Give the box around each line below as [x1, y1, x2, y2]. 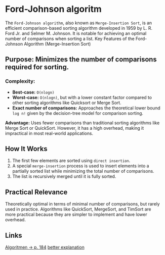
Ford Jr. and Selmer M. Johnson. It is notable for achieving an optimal [5, 30, 147, 36]
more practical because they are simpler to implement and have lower [5, 211, 147, 217]
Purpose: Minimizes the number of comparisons [5, 55, 157, 64]
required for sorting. [5, 63, 69, 71]
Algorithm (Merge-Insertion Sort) [24, 41, 91, 47]
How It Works [5, 145, 48, 153]
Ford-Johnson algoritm [5, 3, 102, 15]
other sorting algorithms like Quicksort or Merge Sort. [12, 100, 122, 105]
